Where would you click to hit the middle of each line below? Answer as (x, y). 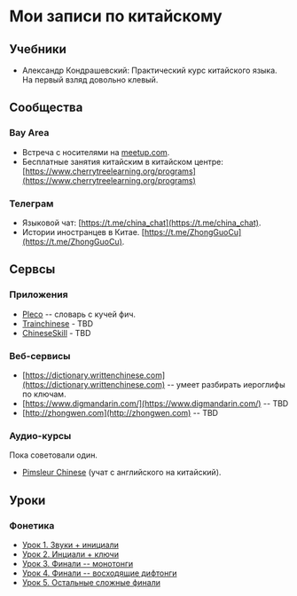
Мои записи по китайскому (116, 16)
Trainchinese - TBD (58, 323)
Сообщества (46, 108)
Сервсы (32, 269)
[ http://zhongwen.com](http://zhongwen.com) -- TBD (120, 412)
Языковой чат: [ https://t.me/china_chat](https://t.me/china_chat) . (141, 223)
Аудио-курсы (40, 435)
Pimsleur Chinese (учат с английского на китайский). (121, 473)
